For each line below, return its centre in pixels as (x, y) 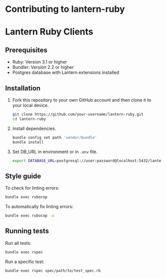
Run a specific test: (25, 262)
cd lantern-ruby (29, 119)
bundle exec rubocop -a (30, 216)
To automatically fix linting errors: (39, 207)
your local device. (30, 105)
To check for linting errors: (32, 188)
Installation (23, 88)
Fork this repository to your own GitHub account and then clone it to (82, 100)
